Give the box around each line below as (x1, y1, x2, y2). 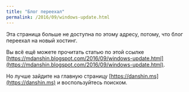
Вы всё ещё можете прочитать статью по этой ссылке (6, 48, 144, 55)
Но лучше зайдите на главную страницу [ (6, 72, 111, 80)
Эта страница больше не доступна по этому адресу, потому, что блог (6, 30, 184, 37)
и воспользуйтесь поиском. (57, 78, 127, 86)
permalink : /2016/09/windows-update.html (6, 14, 110, 20)
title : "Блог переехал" (6, 8, 65, 15)
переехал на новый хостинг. (6, 37, 78, 44)
